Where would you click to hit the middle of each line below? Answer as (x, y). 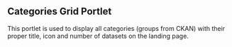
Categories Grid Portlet (60, 12)
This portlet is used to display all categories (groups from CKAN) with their (116, 28)
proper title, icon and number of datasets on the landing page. (98, 36)
